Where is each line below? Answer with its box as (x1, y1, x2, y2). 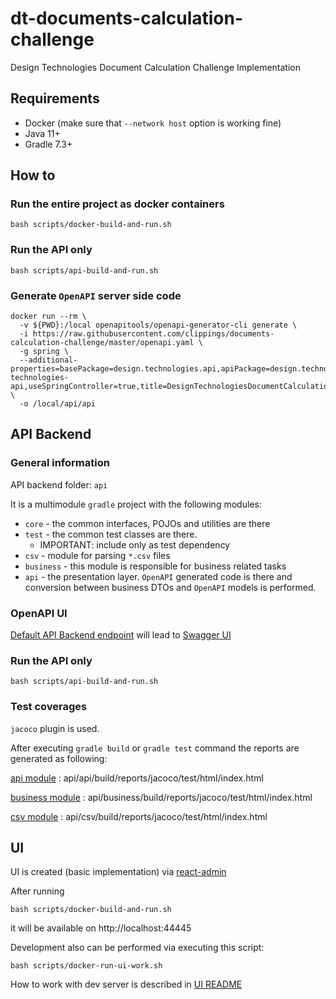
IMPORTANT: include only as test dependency (39, 538, 231, 551)
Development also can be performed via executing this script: (10, 942, 265, 954)
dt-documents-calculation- (10, 7, 244, 30)
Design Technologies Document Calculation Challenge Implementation (10, 61, 301, 73)
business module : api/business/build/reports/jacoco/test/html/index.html (10, 791, 313, 803)
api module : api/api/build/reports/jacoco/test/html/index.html (10, 772, 264, 784)
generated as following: (10, 752, 108, 764)
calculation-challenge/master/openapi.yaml (10, 338, 195, 348)
